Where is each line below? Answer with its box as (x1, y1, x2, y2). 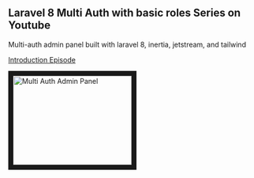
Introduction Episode (8, 55, 77, 64)
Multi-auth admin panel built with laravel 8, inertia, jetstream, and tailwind (8, 40, 247, 49)
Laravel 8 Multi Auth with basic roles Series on (8, 6, 241, 20)
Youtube (8, 19, 51, 32)
